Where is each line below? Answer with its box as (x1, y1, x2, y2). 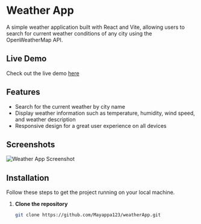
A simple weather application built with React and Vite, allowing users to (6, 23, 185, 31)
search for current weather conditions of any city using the (6, 29, 152, 37)
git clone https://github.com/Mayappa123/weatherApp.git (14, 212, 161, 218)
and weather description (14, 115, 76, 123)
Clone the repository (14, 201, 68, 208)
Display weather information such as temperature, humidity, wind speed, (14, 109, 196, 117)
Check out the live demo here (6, 70, 79, 77)
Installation (6, 172, 49, 183)
